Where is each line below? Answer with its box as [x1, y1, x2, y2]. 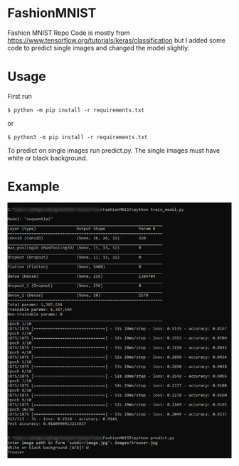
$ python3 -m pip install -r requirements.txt [7, 134, 148, 141]
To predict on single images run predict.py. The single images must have [7, 146, 221, 154]
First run [7, 92, 32, 100]
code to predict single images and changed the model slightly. [7, 43, 190, 52]
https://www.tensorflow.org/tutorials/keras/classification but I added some [7, 36, 226, 44]
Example [7, 179, 60, 195]
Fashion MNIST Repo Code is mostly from [7, 28, 130, 37]
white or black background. [7, 153, 87, 162]
